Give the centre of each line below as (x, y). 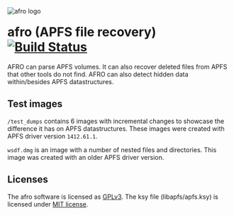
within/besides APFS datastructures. (61, 81)
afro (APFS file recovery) (82, 32)
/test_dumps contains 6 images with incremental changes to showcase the (116, 121)
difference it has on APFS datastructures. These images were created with (116, 128)
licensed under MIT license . (48, 204)
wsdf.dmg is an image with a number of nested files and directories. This (112, 150)
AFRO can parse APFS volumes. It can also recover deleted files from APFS (117, 66)
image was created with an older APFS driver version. (86, 157)
